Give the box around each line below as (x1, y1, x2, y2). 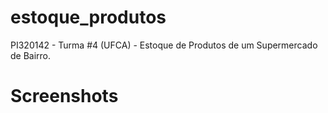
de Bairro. (10, 49, 52, 61)
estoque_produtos (10, 6, 167, 29)
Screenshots (10, 85, 119, 108)
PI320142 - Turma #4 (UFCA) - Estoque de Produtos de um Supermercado (10, 39, 318, 51)
